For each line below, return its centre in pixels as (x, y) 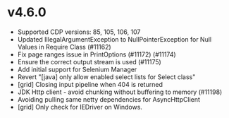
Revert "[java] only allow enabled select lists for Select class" (106, 77)
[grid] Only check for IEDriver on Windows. (80, 107)
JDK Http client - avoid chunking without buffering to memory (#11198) (120, 92)
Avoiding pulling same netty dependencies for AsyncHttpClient (109, 99)
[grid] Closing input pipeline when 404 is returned (90, 84)
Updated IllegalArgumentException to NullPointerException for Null (114, 39)
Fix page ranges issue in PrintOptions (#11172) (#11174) (97, 54)
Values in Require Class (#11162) (64, 47)
